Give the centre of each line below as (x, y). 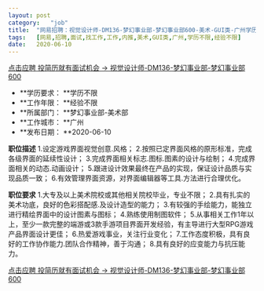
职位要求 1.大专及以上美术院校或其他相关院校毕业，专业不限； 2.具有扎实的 (129, 195)
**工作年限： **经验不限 (59, 103)
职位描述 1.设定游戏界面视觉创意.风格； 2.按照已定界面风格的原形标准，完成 (130, 149)
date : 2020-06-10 (40, 45)
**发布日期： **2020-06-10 (65, 132)
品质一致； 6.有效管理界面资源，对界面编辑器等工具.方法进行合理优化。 (130, 178)
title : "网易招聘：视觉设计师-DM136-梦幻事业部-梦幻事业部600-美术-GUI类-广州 (127, 30)
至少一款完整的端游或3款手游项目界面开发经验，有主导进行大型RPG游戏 (137, 224)
